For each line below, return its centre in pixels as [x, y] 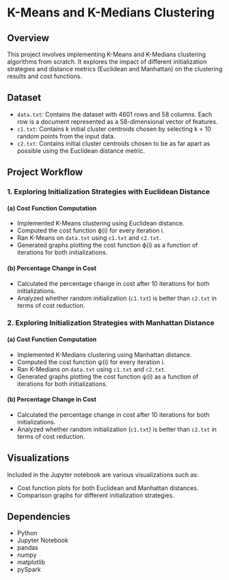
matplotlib [31, 562]
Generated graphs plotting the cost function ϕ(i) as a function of [107, 245]
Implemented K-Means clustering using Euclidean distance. [100, 223]
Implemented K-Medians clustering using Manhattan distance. [104, 354]
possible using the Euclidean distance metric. [81, 150]
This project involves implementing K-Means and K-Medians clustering [107, 54]
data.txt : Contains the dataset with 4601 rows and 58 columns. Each [114, 114]
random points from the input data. [66, 136]
